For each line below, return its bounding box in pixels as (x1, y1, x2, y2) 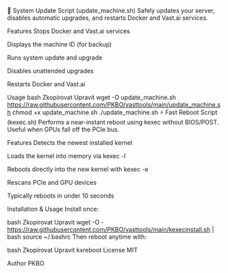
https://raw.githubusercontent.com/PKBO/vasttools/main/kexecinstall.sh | (7, 226, 214, 233)
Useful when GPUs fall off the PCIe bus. (7, 125, 120, 133)
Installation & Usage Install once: (7, 205, 99, 213)
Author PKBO (7, 259, 45, 267)
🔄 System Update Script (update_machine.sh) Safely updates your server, (7, 7, 215, 14)
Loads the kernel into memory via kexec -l (7, 152, 126, 160)
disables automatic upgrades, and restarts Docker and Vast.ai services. (7, 14, 209, 22)
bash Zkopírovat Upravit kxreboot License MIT (7, 246, 138, 254)
